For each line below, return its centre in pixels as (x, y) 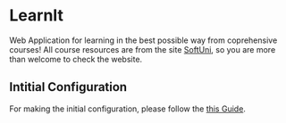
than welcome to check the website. (76, 59)
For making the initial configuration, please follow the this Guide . (127, 109)
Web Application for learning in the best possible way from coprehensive (143, 40)
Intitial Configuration (68, 87)
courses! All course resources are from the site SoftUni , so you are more (143, 49)
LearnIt (37, 16)
